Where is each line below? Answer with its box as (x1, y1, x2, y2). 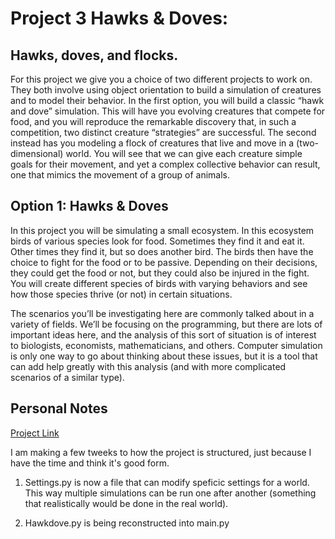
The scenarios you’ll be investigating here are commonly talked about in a (10, 307, 315, 319)
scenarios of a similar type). (10, 371, 125, 383)
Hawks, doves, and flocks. (10, 47, 179, 64)
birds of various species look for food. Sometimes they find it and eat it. (10, 235, 305, 247)
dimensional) (10, 148, 64, 159)
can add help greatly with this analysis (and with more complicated (10, 360, 287, 372)
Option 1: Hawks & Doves (10, 198, 169, 215)
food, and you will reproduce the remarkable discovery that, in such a (10, 116, 297, 127)
